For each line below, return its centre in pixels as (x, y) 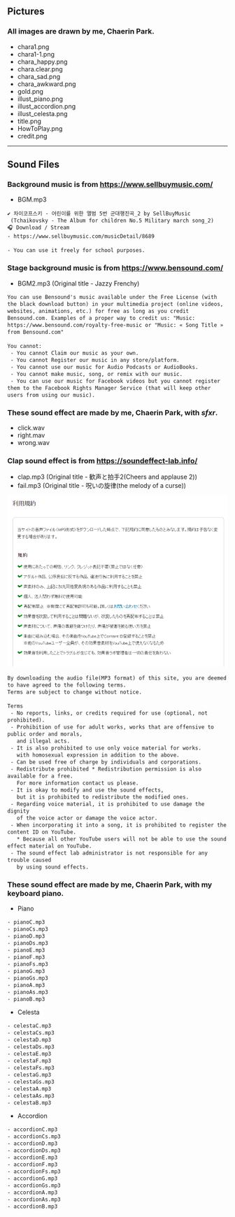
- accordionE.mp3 (33, 1158)
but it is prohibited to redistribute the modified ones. (103, 797)
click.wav (31, 428)
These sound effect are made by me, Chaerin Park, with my (110, 885)
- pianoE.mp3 (26, 950)
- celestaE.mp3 (29, 1054)
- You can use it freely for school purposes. (76, 251)
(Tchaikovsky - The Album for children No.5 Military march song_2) (112, 221)
